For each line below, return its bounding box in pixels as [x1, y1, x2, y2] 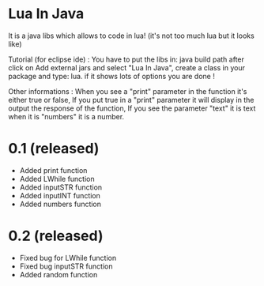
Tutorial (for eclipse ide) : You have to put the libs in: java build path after [8, 55, 245, 64]
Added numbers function [19, 199, 101, 209]
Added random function [19, 269, 98, 279]
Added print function [19, 165, 88, 175]
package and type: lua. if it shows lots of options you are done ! [8, 71, 215, 81]
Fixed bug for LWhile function [19, 253, 117, 262]
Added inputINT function [19, 190, 101, 200]
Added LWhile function [19, 174, 95, 183]
